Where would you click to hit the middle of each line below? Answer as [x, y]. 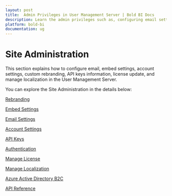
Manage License [23, 159]
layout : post [19, 10]
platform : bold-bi [25, 24]
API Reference [20, 189]
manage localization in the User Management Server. [61, 79]
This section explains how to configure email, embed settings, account [80, 69]
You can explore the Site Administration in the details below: [69, 90]
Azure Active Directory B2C [34, 179]
